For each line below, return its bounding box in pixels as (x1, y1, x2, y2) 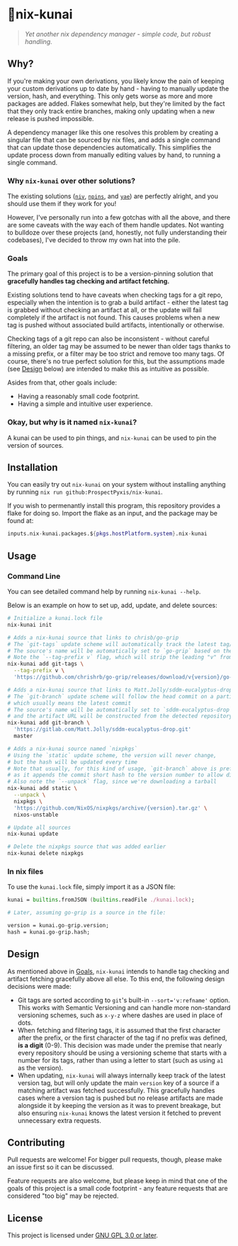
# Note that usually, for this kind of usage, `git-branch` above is (7, 765, 217, 772)
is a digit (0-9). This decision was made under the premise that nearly (17, 1041, 222, 1049)
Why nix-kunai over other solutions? (7, 176, 136, 186)
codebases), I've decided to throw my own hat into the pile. (7, 236, 181, 244)
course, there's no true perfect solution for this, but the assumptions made (7, 357, 225, 366)
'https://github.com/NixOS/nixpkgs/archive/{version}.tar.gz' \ (13, 804, 208, 812)
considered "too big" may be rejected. (7, 1191, 119, 1200)
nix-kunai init (7, 621, 52, 628)
